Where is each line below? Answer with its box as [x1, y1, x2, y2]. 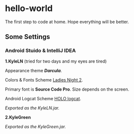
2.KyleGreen [5, 114, 31, 120]
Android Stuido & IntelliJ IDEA [5, 47, 76, 54]
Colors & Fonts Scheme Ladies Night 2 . [5, 77, 83, 82]
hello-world [5, 3, 53, 14]
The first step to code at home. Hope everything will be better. [5, 19, 129, 25]
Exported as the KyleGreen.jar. [5, 123, 66, 129]
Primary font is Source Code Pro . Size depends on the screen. [5, 86, 130, 92]
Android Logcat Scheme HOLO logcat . [5, 95, 81, 101]
